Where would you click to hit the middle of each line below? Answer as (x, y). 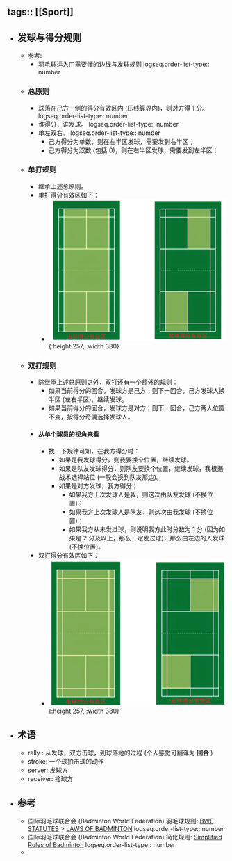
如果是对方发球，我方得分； (98, 485)
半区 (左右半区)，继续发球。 (88, 399)
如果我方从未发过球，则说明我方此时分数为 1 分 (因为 (144, 529)
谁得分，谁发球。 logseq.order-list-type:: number (108, 124)
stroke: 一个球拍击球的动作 (66, 762)
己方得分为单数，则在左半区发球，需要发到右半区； (122, 141)
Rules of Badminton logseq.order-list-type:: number (101, 844)
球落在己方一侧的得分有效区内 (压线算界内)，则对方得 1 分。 (123, 108)
